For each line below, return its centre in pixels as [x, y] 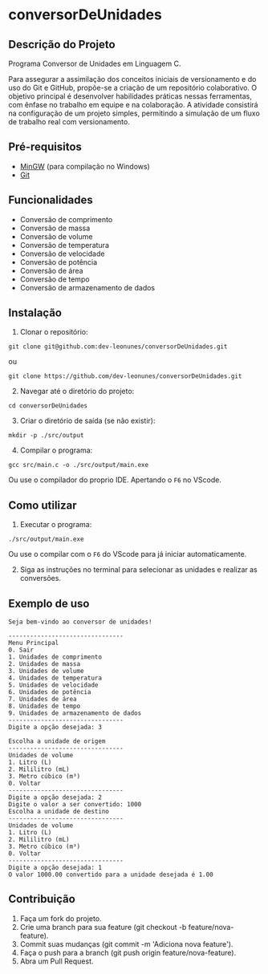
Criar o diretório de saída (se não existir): [87, 421]
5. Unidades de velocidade [53, 685]
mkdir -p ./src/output [46, 436]
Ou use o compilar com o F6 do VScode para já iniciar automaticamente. [128, 554]
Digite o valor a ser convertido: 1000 [75, 805]
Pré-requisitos [45, 147]
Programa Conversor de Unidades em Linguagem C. [95, 63]
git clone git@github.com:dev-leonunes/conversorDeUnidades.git [118, 347]
